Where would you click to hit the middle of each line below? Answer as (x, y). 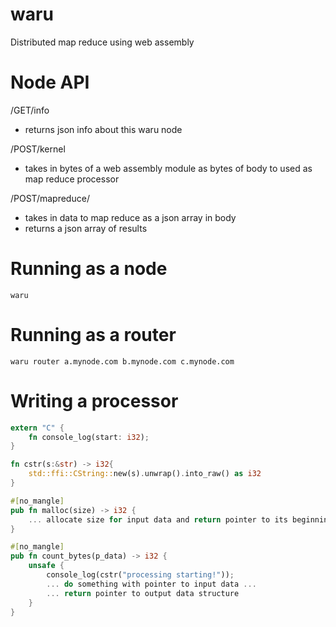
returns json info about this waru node (103, 129)
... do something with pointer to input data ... (151, 584)
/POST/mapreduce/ (50, 198)
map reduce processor (72, 179)
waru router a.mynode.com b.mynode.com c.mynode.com (122, 361)
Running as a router (93, 335)
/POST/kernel (38, 149)
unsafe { (46, 566)
